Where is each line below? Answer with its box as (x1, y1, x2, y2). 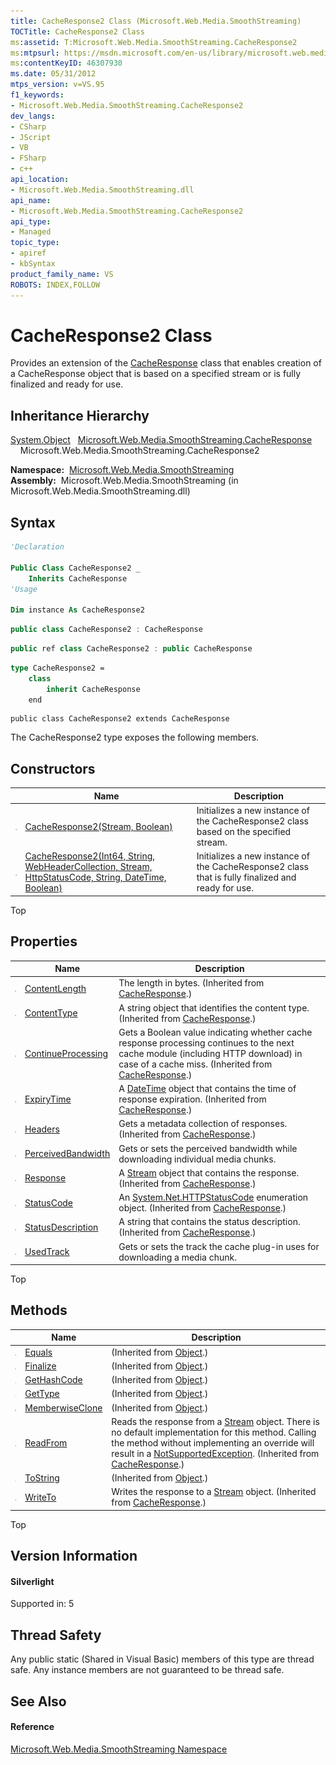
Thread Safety (10, 1626, 102, 1644)
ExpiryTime (24, 1093, 72, 1105)
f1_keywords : (10, 90, 65, 100)
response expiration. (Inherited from (118, 1093, 267, 1105)
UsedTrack (24, 1246, 70, 1258)
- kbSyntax (10, 259, 56, 269)
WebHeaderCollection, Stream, (24, 861, 153, 873)
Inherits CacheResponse (28, 573, 128, 584)
